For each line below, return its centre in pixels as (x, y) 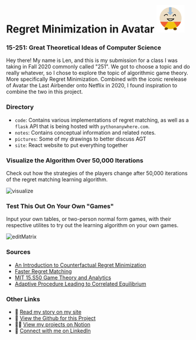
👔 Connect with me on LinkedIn (53, 331)
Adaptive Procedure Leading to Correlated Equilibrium (80, 284)
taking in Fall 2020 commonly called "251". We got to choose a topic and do (98, 67)
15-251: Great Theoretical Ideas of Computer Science (84, 48)
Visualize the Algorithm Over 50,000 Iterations (75, 160)
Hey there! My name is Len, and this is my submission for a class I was (92, 60)
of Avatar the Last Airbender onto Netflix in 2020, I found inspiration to (92, 86)
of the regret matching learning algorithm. (57, 179)
